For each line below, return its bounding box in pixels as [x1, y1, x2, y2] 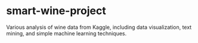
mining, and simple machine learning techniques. [6, 29, 127, 37]
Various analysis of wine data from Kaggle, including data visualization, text [6, 24, 192, 31]
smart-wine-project [6, 4, 106, 18]
